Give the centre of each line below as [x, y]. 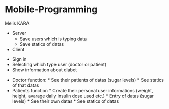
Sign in [19, 59]
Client [18, 49]
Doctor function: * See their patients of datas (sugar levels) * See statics [88, 80]
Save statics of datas [42, 44]
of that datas [25, 85]
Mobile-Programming [51, 9]
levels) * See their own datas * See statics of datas [65, 101]
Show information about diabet [45, 70]
